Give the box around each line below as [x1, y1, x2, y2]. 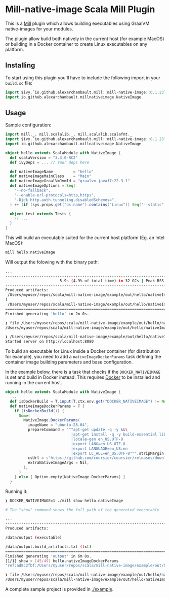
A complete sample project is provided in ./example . [5, 586, 114, 592]
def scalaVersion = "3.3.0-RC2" [10, 155, 78, 160]
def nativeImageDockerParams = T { [10, 404, 85, 409]
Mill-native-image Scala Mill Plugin [5, 4, 155, 15]
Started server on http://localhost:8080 [5, 339, 94, 344]
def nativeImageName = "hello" [10, 169, 94, 174]
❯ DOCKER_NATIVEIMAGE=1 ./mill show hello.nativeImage [5, 498, 123, 503]
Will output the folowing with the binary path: [5, 259, 99, 265]
